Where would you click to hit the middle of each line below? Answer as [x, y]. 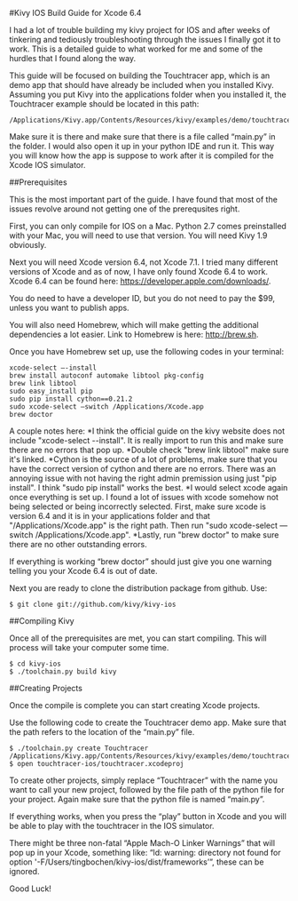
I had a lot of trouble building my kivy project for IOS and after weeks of [140, 30]
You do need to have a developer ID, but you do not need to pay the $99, [142, 298]
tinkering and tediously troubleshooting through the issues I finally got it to [145, 40]
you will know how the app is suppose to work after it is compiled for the [141, 155]
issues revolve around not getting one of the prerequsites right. [125, 209]
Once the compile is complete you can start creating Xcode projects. [135, 705]
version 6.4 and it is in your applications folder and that [110, 516]
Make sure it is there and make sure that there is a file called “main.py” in [142, 136]
